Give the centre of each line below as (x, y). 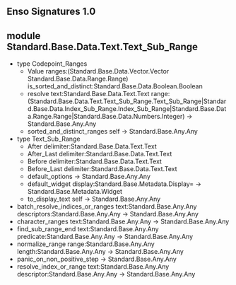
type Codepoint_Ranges (52, 64)
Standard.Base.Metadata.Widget (75, 192)
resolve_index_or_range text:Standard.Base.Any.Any (93, 267)
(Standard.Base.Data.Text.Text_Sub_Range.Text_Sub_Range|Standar (127, 101)
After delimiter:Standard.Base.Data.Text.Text (92, 146)
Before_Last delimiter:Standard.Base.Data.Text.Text (102, 169)
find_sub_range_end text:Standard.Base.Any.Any (88, 229)
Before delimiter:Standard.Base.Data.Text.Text (94, 161)
